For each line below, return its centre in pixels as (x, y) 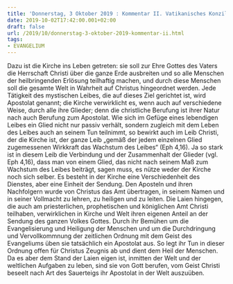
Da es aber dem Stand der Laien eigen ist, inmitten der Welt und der (104, 258)
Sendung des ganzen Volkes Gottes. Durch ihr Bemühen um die (98, 221)
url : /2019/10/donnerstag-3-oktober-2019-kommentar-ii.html (96, 33)
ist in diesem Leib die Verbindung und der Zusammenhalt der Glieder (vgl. (113, 155)
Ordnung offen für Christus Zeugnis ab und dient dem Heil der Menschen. (113, 251)
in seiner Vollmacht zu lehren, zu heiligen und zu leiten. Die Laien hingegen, (115, 199)
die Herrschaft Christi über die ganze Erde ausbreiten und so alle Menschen (115, 73)
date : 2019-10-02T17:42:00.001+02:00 (62, 20)
